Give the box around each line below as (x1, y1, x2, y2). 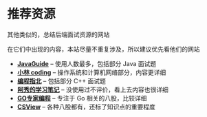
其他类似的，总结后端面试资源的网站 (7, 30, 110, 39)
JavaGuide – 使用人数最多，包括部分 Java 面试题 (17, 59, 157, 67)
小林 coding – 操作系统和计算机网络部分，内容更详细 (17, 68, 166, 76)
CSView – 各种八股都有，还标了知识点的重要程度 (17, 103, 156, 111)
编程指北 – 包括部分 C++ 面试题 (17, 76, 107, 85)
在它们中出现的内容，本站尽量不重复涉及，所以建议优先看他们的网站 (7, 45, 200, 53)
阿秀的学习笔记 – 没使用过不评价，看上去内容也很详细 (17, 85, 168, 94)
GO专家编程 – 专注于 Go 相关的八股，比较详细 (17, 94, 147, 102)
